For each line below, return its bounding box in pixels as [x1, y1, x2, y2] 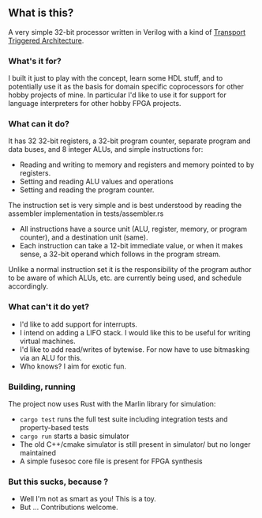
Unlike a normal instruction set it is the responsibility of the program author [8, 265, 252, 274]
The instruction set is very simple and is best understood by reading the [8, 201, 242, 210]
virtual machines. [19, 336, 77, 346]
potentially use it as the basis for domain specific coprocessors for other [8, 82, 245, 92]
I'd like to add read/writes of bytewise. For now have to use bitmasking [19, 344, 250, 354]
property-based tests [19, 423, 89, 432]
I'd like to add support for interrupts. [19, 319, 138, 329]
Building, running [8, 381, 77, 392]
